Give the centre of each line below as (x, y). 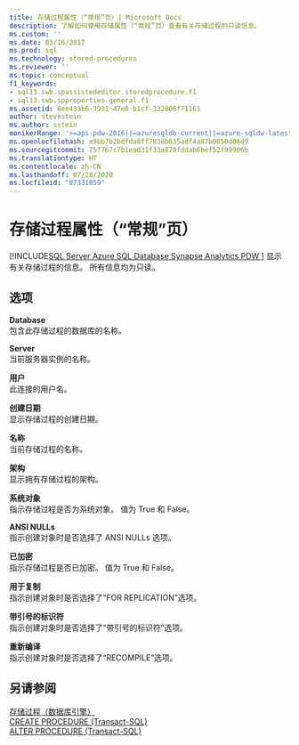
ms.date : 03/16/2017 (48, 42)
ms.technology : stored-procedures (73, 59)
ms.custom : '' (36, 34)
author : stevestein (45, 117)
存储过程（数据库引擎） (52, 711)
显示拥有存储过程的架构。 (56, 479)
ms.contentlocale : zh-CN (55, 166)
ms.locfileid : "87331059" (57, 183)
